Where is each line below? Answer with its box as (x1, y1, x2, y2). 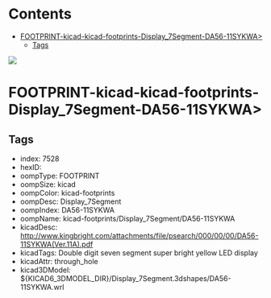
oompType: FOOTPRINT (19, 171, 100, 180)
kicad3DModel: (19, 265, 71, 275)
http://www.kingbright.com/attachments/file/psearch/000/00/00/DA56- (19, 230, 259, 240)
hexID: (19, 162, 42, 172)
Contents (8, 5, 73, 23)
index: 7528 (19, 154, 60, 163)
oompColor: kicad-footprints (19, 188, 115, 197)
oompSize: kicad (19, 179, 77, 189)
